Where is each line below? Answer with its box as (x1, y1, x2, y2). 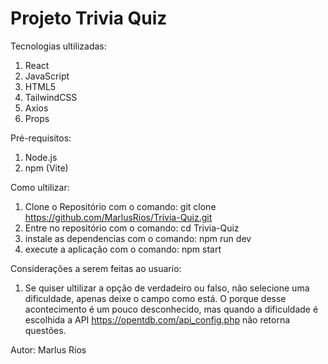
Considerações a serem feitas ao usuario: (10, 262, 182, 274)
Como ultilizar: (10, 181, 70, 193)
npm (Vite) (24, 162, 69, 174)
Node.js (24, 151, 58, 163)
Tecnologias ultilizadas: (10, 40, 107, 52)
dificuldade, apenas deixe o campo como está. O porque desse (24, 292, 287, 304)
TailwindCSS (24, 91, 78, 103)
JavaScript (24, 70, 70, 82)
